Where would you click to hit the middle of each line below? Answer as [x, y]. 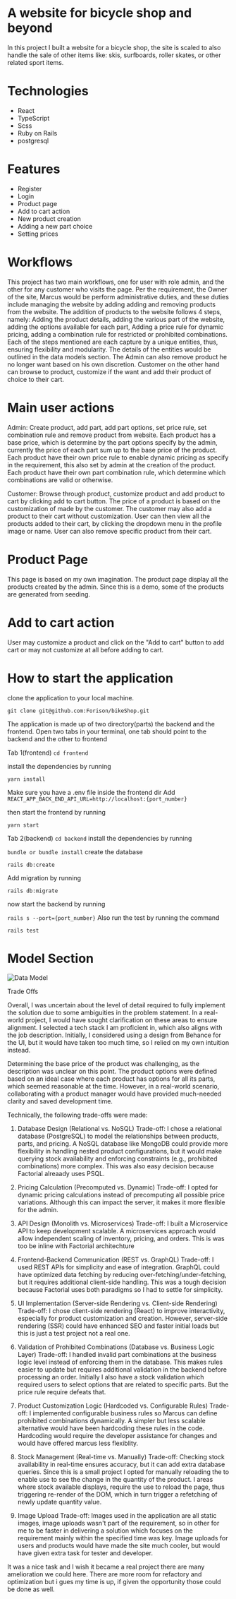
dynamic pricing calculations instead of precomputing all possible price [121, 1195]
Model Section [50, 958]
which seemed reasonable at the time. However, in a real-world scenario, [113, 1086]
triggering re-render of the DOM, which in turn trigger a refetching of [117, 1495]
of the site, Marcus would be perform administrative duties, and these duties [118, 297]
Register [30, 188]
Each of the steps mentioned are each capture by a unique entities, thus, [113, 342]
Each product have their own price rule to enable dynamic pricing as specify [118, 457]
